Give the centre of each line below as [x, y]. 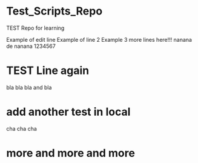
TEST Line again [48, 71]
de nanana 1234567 [31, 46]
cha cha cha [22, 128]
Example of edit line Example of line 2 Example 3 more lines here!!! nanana [99, 39]
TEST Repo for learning [35, 28]
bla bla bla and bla [29, 87]
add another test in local [68, 112]
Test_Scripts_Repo [54, 11]
